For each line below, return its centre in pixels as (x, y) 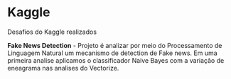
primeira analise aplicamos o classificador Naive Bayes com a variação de (116, 60)
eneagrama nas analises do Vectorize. (63, 68)
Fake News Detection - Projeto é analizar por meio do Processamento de (115, 45)
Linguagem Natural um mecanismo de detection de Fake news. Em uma (113, 53)
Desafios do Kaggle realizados (52, 32)
